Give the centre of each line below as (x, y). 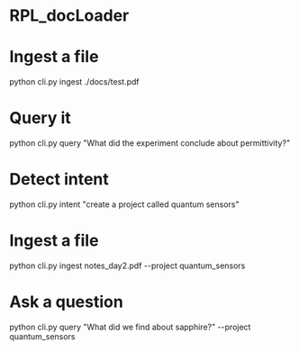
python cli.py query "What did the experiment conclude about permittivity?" (150, 143)
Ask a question (66, 302)
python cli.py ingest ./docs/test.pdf (74, 82)
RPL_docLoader (69, 16)
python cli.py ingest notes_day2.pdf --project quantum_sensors (127, 265)
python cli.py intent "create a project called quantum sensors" (125, 204)
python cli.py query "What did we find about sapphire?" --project (130, 327)
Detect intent (59, 180)
